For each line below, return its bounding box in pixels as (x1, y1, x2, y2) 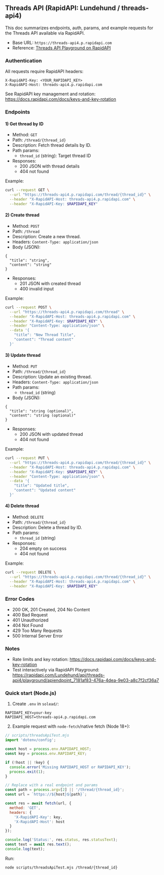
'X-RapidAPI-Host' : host (14, 819, 65, 824)
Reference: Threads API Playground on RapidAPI (12, 44, 111, 51)
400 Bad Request (12, 612, 48, 618)
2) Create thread (5, 212, 40, 218)
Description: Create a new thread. (12, 233, 81, 239)
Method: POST (12, 223, 40, 229)
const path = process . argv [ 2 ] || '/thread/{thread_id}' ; (5, 788, 125, 792)
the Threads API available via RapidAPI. (5, 30, 85, 36)
